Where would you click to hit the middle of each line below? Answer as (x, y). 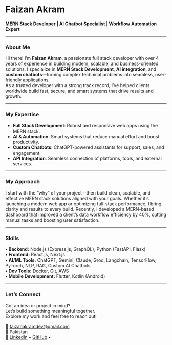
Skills (12, 238)
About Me (18, 47)
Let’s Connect (23, 294)
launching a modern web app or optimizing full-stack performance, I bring (83, 204)
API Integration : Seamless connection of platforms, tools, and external (87, 158)
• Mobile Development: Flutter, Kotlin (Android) (55, 276)
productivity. (26, 142)
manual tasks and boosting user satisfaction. (52, 220)
